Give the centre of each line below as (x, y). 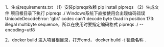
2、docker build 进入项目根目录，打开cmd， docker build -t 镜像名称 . (75, 40)
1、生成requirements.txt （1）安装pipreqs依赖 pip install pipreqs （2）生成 (80, 7)
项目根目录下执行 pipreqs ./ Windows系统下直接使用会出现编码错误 (78, 13)
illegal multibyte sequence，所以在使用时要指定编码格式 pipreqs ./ (72, 24)
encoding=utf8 (20, 30)
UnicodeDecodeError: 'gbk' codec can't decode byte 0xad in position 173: (80, 19)
